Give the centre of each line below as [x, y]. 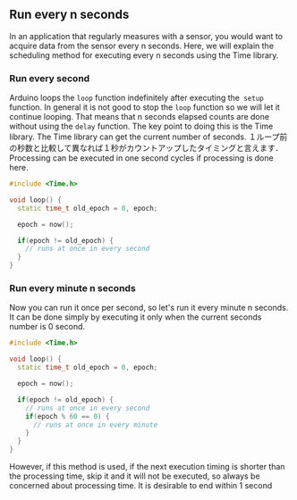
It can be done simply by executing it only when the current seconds [136, 317]
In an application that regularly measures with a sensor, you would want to [146, 36]
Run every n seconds [69, 15]
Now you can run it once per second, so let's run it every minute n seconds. [149, 308]
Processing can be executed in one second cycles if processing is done [142, 158]
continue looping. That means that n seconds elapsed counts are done [140, 117]
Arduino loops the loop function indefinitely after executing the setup [136, 98]
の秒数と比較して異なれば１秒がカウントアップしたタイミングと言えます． [146, 148]
